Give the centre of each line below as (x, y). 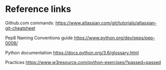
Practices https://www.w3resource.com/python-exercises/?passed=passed (83, 62)
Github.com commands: (30, 23)
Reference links (38, 9)
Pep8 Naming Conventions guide (39, 38)
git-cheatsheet (20, 28)
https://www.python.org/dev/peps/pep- (115, 38)
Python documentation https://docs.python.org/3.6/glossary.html (72, 53)
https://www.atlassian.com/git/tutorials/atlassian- (106, 23)
